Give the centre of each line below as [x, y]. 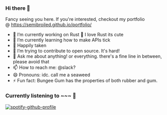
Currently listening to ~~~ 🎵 [41, 96]
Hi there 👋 [18, 8]
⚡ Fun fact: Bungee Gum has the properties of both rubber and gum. [85, 81]
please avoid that [31, 62]
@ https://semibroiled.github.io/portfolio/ [49, 25]
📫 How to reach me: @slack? [44, 67]
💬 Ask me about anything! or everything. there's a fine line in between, [87, 56]
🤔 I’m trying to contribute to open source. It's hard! [66, 51]
